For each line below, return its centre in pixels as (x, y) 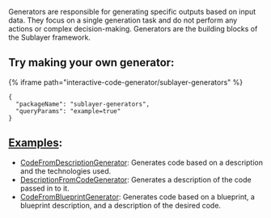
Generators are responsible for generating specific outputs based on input (132, 12)
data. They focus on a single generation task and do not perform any (123, 20)
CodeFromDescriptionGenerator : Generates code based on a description (141, 162)
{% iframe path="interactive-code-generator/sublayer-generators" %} (126, 82)
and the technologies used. (66, 171)
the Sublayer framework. (50, 37)
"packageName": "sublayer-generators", (83, 104)
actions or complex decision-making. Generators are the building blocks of (133, 29)
